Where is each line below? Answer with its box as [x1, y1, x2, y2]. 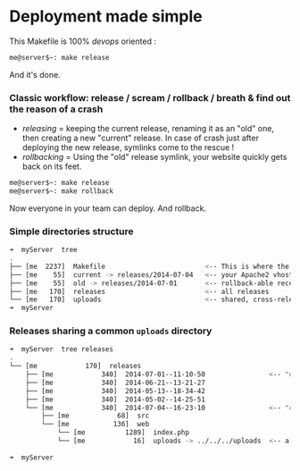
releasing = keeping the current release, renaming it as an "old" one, [21, 123, 275, 134]
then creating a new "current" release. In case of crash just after [21, 132, 259, 144]
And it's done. [9, 69, 61, 80]
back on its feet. [21, 161, 82, 172]
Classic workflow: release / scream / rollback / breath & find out [9, 91, 291, 104]
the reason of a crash [9, 103, 104, 115]
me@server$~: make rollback [9, 186, 114, 196]
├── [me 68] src [41, 411, 150, 421]
